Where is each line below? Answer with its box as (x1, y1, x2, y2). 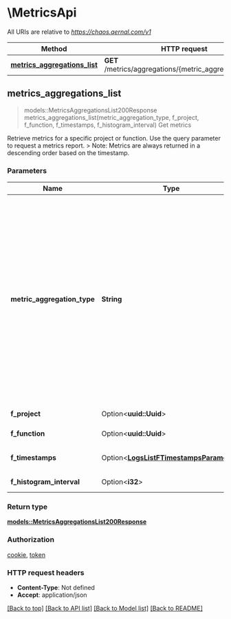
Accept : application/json (16, 591, 87, 599)
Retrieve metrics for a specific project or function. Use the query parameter (7, 134, 221, 142)
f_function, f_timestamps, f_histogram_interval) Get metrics (23, 121, 192, 129)
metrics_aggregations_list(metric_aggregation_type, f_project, (23, 113, 199, 121)
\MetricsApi (7, 5, 77, 21)
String (101, 294, 122, 304)
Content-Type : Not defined (16, 583, 95, 591)
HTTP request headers (7, 567, 85, 577)
